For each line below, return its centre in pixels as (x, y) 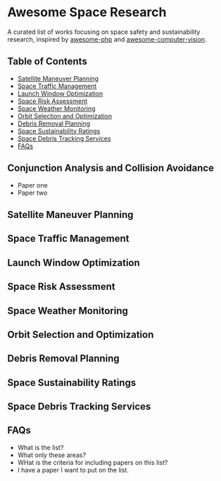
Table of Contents (48, 62)
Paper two (32, 193)
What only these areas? (52, 455)
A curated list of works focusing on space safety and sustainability (104, 32)
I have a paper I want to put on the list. (73, 470)
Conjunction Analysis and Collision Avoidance (111, 168)
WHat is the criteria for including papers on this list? (93, 462)
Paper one (32, 185)
